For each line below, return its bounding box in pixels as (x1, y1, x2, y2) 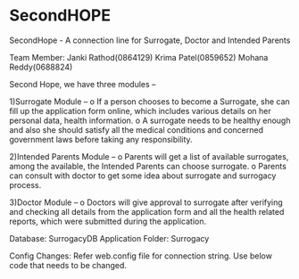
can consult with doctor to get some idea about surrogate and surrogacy (9, 170, 277, 181)
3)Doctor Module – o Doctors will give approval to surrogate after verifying (9, 197, 283, 208)
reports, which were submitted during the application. (9, 216, 207, 226)
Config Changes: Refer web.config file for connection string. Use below (9, 250, 272, 261)
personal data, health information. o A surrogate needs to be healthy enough (9, 115, 291, 126)
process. (9, 179, 42, 190)
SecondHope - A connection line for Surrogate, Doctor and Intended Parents (9, 35, 291, 45)
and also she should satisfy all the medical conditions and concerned (9, 124, 264, 135)
